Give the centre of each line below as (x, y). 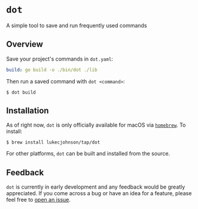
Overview (25, 44)
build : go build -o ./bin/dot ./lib (52, 70)
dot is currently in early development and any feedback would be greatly (96, 187)
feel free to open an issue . (38, 200)
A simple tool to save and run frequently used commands (77, 25)
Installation (28, 111)
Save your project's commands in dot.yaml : (60, 59)
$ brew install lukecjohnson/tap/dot (53, 142)
